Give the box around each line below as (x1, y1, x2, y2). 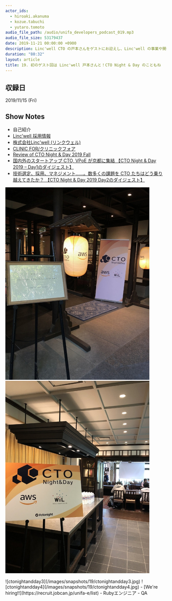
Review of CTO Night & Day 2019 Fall (12, 151, 91, 158)
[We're (143, 584, 158, 590)
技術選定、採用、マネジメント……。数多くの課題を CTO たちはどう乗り (12, 170, 163, 177)
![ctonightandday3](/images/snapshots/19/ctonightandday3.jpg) (5, 578, 141, 585)
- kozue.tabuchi (10, 19, 45, 24)
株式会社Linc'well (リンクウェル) (12, 139, 81, 145)
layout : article (5, 57, 40, 62)
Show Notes (5, 112, 45, 121)
